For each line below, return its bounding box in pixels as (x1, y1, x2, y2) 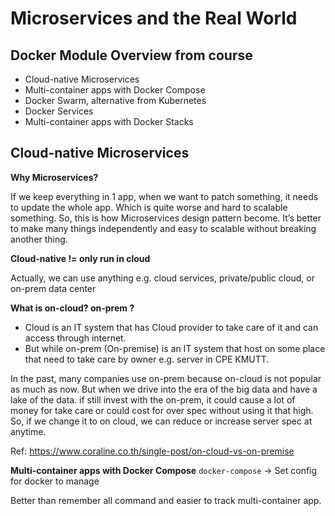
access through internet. (24, 332, 127, 344)
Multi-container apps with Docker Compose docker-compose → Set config (10, 464, 318, 476)
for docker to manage (10, 475, 100, 487)
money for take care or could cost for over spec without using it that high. (10, 404, 314, 416)
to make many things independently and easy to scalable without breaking (10, 222, 317, 234)
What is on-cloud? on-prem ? (10, 302, 135, 314)
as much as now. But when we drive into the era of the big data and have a (10, 383, 318, 395)
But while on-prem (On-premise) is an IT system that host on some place (24, 342, 326, 354)
